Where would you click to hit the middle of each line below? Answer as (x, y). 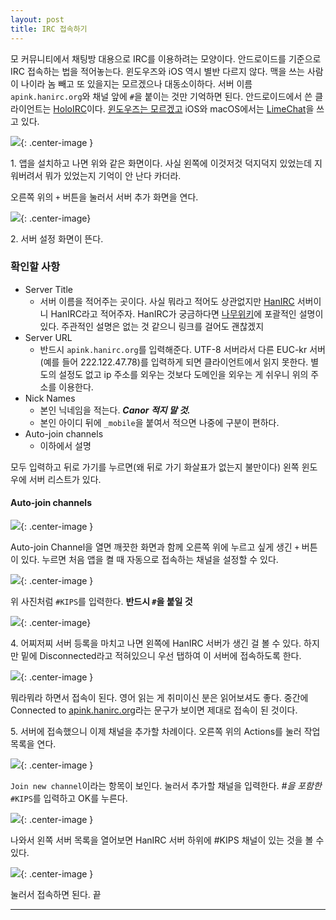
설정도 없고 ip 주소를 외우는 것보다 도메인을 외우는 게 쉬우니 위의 (183, 374)
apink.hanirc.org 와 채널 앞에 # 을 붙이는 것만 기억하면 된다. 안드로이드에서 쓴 (161, 96)
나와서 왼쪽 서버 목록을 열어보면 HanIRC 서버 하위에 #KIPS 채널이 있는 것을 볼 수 (167, 840)
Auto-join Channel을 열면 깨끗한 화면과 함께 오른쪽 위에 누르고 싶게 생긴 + (155, 547)
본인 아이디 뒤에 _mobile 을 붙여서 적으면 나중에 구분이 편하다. (159, 422)
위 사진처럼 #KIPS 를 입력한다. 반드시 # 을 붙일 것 (101, 601)
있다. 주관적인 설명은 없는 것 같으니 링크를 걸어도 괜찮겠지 (152, 326)
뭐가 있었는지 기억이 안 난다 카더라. (113, 175)
